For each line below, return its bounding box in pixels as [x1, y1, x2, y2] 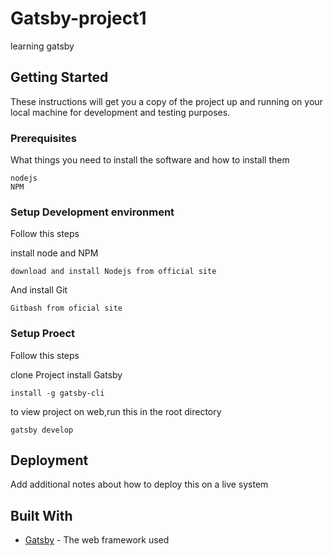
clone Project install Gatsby [10, 368, 123, 381]
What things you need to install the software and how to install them [10, 154, 290, 166]
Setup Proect [10, 327, 76, 341]
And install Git [10, 284, 68, 296]
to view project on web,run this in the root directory [10, 405, 222, 417]
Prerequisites [10, 131, 77, 145]
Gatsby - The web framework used [24, 534, 170, 546]
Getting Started [10, 69, 109, 86]
